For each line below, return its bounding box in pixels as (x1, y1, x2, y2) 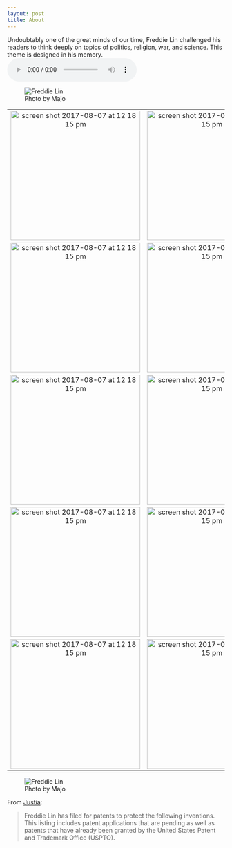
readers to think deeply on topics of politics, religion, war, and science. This (7, 43, 222, 51)
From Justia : (7, 798, 43, 806)
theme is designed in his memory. (7, 50, 104, 59)
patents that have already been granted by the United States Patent (23, 826, 216, 834)
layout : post (7, 10, 45, 17)
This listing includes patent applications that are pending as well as (23, 818, 215, 827)
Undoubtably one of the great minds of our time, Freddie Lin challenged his (7, 35, 221, 44)
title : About (7, 17, 45, 23)
